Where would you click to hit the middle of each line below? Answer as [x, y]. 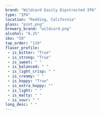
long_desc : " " [21, 105]
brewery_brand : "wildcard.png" [38, 29]
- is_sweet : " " [25, 62]
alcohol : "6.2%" [22, 34]
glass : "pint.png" [25, 24]
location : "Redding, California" [41, 19]
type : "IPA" [18, 15]
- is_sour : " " [23, 100]
